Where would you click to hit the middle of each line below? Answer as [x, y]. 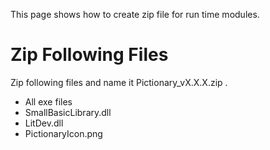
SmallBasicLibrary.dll [68, 112]
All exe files [48, 101]
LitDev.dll [44, 123]
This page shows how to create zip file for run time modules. [135, 14]
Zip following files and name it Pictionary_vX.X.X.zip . [119, 82]
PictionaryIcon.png [63, 133]
